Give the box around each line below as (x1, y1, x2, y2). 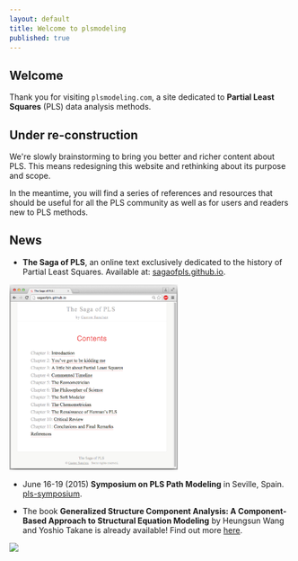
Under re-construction (9, 127, 139, 143)
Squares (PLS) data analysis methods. (9, 102, 152, 112)
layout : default (9, 14, 70, 23)
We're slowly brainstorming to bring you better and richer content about (9, 151, 276, 162)
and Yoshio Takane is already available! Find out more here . (22, 524, 243, 535)
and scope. (9, 171, 51, 181)
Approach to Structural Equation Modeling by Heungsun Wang (48, 515, 285, 526)
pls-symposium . (22, 488, 83, 499)
